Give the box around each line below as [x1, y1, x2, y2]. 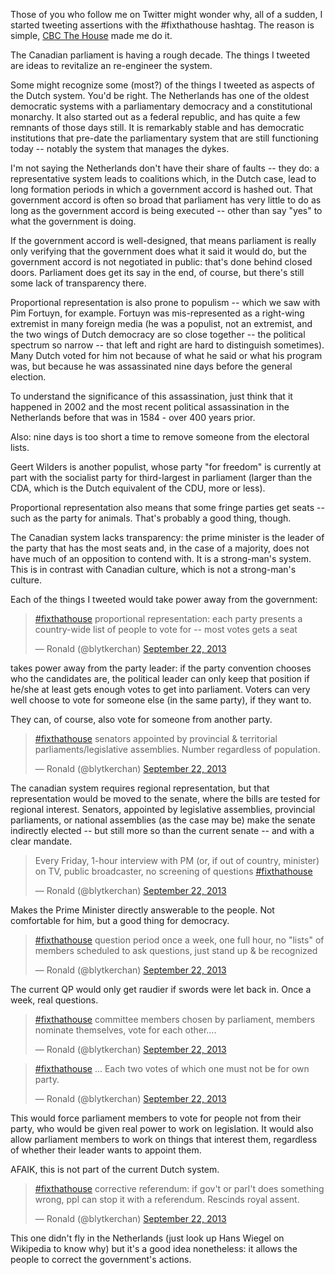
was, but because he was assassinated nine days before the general [10, 360, 293, 372]
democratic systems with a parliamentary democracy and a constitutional [10, 100, 313, 112]
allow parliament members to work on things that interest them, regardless [10, 1134, 318, 1145]
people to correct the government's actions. [10, 1254, 192, 1265]
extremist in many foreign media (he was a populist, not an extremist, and [10, 318, 313, 329]
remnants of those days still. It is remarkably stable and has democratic [10, 122, 305, 133]
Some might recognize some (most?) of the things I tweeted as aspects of [10, 79, 315, 91]
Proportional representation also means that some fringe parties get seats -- [10, 502, 325, 513]
